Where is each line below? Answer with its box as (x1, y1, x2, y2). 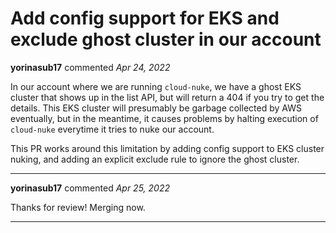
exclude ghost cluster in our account (10, 28, 322, 51)
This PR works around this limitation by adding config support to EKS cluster (10, 142, 325, 154)
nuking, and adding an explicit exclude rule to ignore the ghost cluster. (10, 153, 300, 165)
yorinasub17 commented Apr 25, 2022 (10, 182, 170, 194)
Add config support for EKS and (10, 7, 280, 30)
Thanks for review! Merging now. (10, 201, 146, 213)
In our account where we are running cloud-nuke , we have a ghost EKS (10, 80, 302, 92)
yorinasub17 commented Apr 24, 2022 (10, 61, 171, 73)
